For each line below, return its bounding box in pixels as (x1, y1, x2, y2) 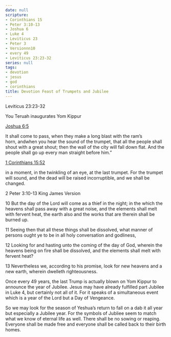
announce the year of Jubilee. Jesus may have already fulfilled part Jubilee (5, 283, 164, 290)
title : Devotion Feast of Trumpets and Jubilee (5, 88, 109, 94)
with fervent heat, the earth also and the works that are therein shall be (5, 211, 155, 217)
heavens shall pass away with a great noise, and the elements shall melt (5, 205, 157, 211)
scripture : (5, 12, 29, 17)
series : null (5, 60, 33, 65)
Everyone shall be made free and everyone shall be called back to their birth (5, 321, 166, 327)
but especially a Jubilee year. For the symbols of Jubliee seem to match (5, 310, 157, 316)
